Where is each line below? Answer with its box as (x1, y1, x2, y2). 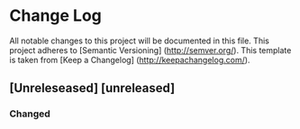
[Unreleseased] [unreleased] (9, 80, 176, 96)
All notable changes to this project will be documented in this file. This (9, 35, 270, 46)
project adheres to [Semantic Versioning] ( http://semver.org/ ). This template (9, 44, 292, 55)
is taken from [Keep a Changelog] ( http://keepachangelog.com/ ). (9, 54, 250, 65)
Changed (9, 107, 51, 120)
